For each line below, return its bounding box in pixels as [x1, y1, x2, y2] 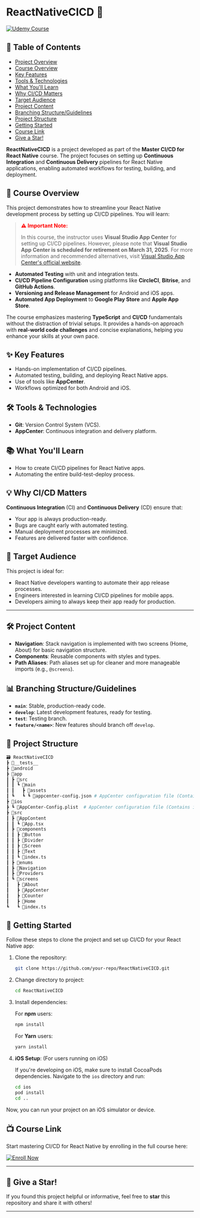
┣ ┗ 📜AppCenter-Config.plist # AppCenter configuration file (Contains [6, 804, 190, 810]
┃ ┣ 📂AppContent [6, 815, 46, 821]
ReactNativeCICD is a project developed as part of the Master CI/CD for [6, 145, 185, 152]
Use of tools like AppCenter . [14, 378, 86, 385]
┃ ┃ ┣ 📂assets [6, 787, 46, 794]
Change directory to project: [14, 976, 85, 983]
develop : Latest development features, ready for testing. [14, 709, 152, 716]
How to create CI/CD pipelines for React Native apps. [14, 465, 146, 471]
